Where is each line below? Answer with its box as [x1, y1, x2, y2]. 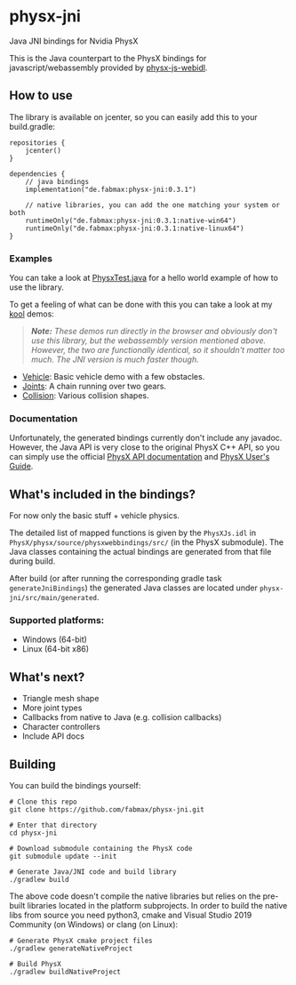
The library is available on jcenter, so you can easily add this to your [9, 111, 258, 122]
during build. [9, 556, 56, 566]
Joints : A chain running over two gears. [21, 380, 167, 392]
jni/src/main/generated [9, 594, 98, 603]
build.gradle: [9, 121, 56, 132]
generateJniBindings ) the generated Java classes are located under [9, 582, 258, 593]
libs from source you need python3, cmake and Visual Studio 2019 [9, 909, 252, 921]
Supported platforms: [9, 614, 105, 627]
